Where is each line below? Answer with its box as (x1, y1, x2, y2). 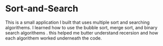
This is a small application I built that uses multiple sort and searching (5, 19, 150, 25)
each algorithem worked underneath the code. (5, 35, 102, 41)
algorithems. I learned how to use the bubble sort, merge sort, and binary (5, 24, 158, 30)
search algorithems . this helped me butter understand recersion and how (5, 30, 158, 36)
